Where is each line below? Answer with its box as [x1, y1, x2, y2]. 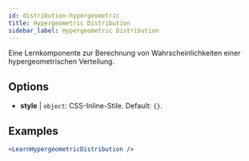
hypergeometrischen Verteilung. [8, 57, 114, 66]
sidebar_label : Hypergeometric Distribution [8, 26, 159, 34]
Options [8, 80, 50, 93]
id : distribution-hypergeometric [8, 11, 120, 20]
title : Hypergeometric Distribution [8, 19, 131, 27]
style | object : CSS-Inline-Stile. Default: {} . [19, 101, 163, 111]
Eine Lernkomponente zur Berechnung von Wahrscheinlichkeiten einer [8, 49, 241, 58]
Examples [8, 124, 58, 138]
